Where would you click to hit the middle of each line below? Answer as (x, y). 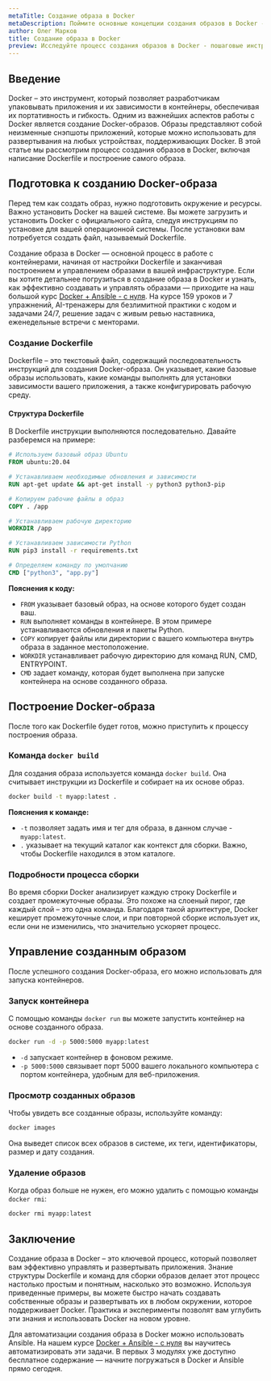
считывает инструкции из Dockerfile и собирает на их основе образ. (126, 782)
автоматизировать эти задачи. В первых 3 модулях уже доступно (122, 1352)
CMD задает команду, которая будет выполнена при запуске (122, 673)
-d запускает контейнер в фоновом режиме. (96, 1058)
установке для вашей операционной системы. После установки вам (127, 229)
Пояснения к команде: (49, 812)
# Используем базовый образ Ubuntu (68, 455)
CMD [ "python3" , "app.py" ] (54, 572)
